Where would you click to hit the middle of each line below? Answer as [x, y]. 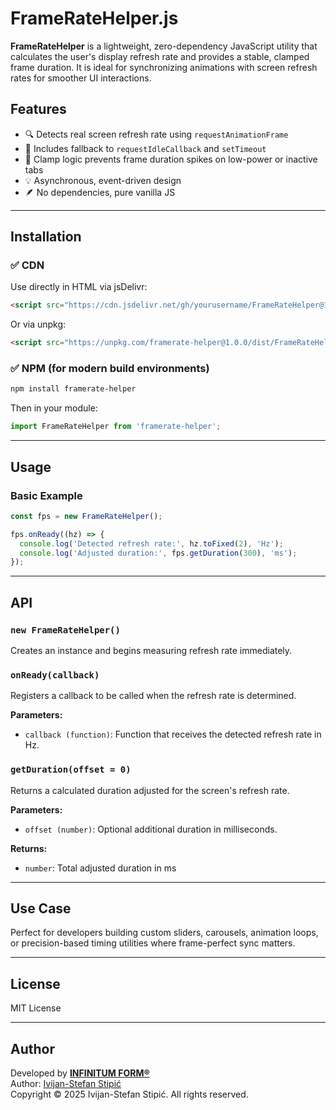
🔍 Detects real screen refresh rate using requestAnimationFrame [156, 134]
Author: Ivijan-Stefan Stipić [66, 1084]
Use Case [41, 908]
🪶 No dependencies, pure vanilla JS [100, 192]
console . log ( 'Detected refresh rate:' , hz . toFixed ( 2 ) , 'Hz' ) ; [151, 543]
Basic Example [46, 495]
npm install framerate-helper [73, 389]
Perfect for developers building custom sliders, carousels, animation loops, [164, 933]
